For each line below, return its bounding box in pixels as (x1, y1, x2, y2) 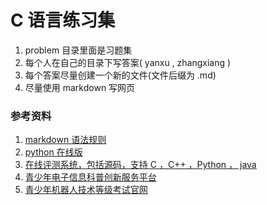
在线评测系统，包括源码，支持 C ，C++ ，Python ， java (24, 159, 257, 171)
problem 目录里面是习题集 (24, 44, 133, 56)
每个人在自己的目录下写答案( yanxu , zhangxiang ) (24, 56, 232, 68)
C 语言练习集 (10, 9, 116, 32)
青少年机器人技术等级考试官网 (24, 184, 148, 196)
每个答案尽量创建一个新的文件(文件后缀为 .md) (24, 69, 217, 81)
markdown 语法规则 (24, 134, 107, 146)
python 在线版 (24, 146, 83, 158)
